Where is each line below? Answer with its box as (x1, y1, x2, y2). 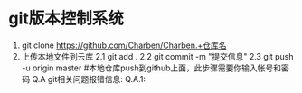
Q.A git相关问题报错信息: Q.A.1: (32, 73, 146, 84)
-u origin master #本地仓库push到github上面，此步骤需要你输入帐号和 (21, 62, 282, 73)
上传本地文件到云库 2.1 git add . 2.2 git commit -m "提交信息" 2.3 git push (21, 51, 294, 61)
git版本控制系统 (8, 8, 124, 29)
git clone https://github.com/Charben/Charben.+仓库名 (21, 40, 227, 51)
